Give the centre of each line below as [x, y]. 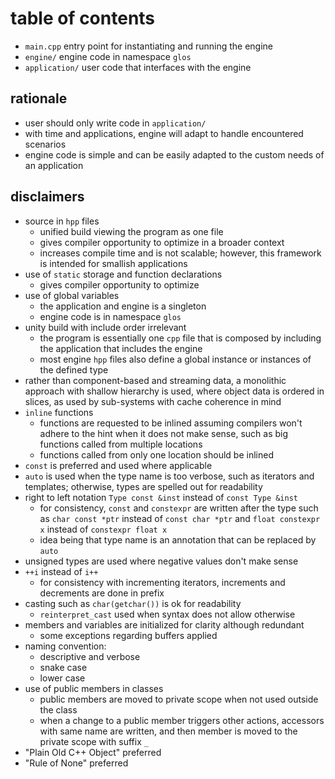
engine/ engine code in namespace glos [108, 56]
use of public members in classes [94, 688]
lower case [62, 678]
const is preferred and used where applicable [118, 465]
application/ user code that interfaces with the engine [138, 67]
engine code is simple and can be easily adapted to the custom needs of [174, 154]
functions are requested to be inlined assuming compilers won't [171, 423]
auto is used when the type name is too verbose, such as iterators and [169, 476]
